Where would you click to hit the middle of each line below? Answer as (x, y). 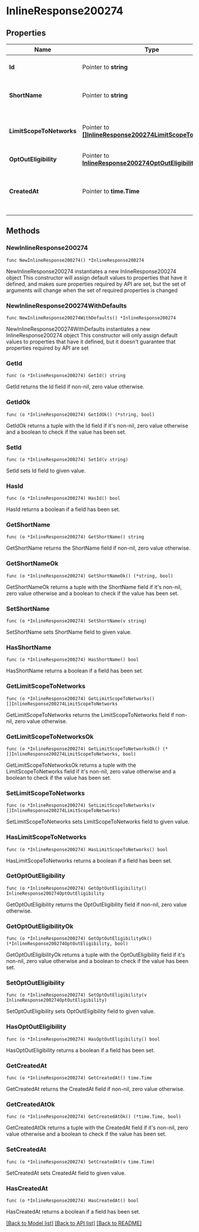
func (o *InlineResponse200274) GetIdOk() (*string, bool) (81, 415)
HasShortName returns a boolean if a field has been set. (75, 671)
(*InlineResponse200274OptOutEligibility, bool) (67, 944)
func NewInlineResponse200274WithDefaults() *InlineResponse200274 (91, 318)
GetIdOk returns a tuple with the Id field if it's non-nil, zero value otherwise (97, 425)
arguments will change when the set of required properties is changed (92, 290)
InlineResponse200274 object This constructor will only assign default (92, 335)
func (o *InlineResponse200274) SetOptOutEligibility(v (76, 995)
